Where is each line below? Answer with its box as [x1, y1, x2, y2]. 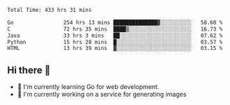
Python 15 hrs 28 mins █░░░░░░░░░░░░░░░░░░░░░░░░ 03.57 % [7, 38, 223, 45]
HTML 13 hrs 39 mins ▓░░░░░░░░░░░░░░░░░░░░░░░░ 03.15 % [7, 45, 223, 52]
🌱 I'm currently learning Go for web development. [17, 83, 160, 91]
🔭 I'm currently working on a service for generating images [17, 90, 187, 99]
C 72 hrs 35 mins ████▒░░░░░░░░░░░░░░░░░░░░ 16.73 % [7, 25, 223, 33]
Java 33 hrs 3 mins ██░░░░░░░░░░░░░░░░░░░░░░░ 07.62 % [7, 32, 223, 39]
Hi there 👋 [7, 64, 51, 76]
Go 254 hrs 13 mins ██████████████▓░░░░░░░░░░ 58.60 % [7, 19, 223, 26]
